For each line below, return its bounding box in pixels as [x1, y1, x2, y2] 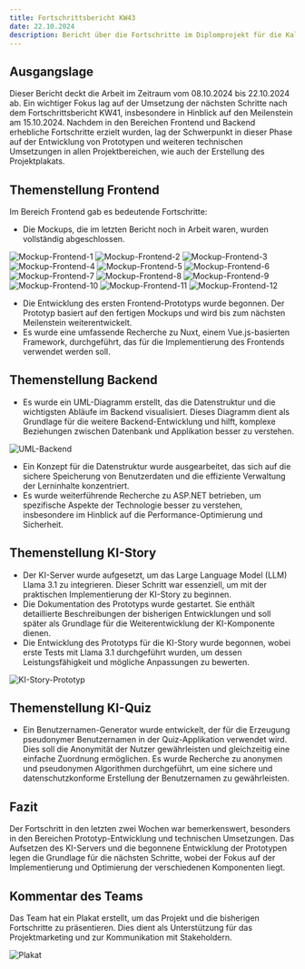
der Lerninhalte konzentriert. [22, 479, 130, 491]
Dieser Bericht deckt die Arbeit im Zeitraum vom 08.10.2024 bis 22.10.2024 [9, 88, 290, 99]
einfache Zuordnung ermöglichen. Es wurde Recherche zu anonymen [22, 753, 283, 764]
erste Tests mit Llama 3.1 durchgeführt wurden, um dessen [22, 647, 242, 658]
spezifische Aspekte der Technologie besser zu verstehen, [22, 500, 243, 510]
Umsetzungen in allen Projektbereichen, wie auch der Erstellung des [9, 146, 265, 157]
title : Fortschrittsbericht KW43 [9, 13, 136, 23]
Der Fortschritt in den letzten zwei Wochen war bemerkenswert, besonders [9, 823, 290, 834]
